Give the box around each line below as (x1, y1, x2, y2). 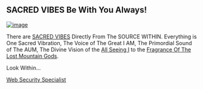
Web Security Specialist (6, 76, 66, 83)
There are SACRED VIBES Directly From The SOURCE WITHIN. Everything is (6, 33, 197, 40)
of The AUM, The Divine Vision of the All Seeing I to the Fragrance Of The (6, 46, 191, 53)
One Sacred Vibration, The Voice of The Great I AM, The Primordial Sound (6, 39, 192, 46)
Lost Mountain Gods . (6, 52, 59, 60)
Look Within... (6, 64, 41, 71)
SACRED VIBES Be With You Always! (6, 5, 148, 15)
